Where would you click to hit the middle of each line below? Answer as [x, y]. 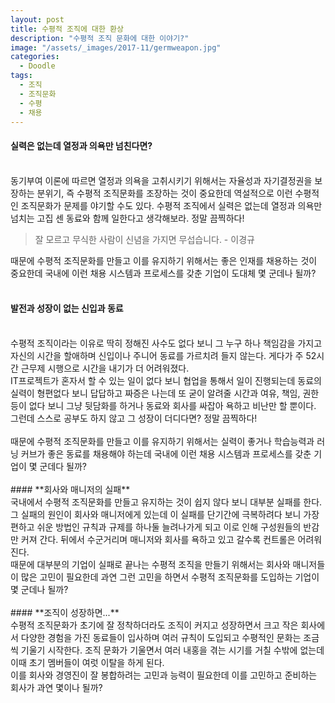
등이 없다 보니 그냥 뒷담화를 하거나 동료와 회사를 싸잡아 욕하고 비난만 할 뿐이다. [163, 405]
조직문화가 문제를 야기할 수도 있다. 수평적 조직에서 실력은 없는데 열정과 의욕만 [171, 205]
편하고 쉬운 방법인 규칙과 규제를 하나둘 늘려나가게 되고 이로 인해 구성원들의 [156, 527]
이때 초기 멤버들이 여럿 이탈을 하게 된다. [87, 662]
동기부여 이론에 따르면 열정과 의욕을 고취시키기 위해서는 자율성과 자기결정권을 [161, 180]
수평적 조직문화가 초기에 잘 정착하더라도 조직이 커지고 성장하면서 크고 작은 [154, 625]
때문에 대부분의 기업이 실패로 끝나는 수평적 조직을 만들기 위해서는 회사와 [150, 564]
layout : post [37, 19]
